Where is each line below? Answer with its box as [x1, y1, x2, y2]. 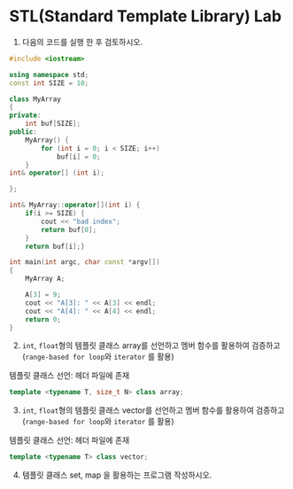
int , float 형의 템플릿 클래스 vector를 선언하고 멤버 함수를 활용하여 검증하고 [21, 405, 285, 415]
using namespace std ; [9, 70, 89, 79]
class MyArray [9, 95, 62, 104]
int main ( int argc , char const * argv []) [9, 258, 161, 267]
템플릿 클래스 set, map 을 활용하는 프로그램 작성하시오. [21, 470, 212, 480]
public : [9, 128, 38, 136]
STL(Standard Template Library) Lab [9, 6, 282, 27]
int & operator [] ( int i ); [9, 168, 104, 178]
